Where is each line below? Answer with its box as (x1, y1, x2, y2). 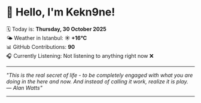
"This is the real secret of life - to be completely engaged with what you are (6, 71, 193, 79)
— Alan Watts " (6, 84, 43, 91)
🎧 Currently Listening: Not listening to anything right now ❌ (6, 52, 154, 59)
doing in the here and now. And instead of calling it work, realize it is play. (6, 77, 188, 85)
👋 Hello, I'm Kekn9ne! (6, 5, 115, 19)
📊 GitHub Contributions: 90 (6, 43, 75, 50)
